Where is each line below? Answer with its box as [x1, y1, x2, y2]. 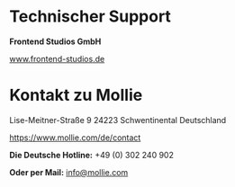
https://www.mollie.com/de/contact [9, 132, 141, 143]
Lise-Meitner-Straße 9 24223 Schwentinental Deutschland [9, 114, 227, 125]
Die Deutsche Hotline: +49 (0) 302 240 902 [9, 149, 174, 160]
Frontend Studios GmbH [9, 36, 102, 47]
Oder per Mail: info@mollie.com [9, 166, 129, 177]
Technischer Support [9, 6, 171, 27]
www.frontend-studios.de [9, 53, 105, 64]
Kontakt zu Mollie [9, 85, 143, 105]
